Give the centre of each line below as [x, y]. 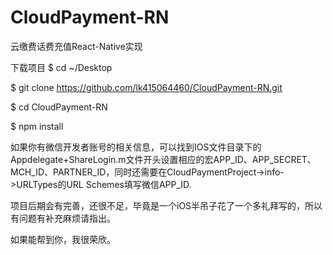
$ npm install [37, 126]
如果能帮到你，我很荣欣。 [63, 239]
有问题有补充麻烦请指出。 [63, 218]
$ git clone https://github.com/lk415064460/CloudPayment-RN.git [146, 87]
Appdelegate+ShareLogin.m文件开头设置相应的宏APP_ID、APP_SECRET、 [163, 159]
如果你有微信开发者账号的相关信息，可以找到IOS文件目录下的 [136, 147]
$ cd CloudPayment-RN [59, 107]
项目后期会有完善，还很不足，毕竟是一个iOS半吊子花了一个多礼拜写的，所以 [166, 205]
